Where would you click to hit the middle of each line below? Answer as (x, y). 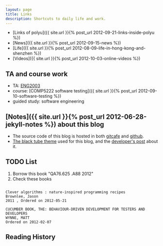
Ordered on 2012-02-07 (28, 222)
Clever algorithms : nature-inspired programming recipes (65, 192)
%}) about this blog (74, 124)
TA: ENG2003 (26, 86)
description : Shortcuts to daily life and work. (56, 19)
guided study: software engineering (48, 101)
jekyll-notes (24, 124)
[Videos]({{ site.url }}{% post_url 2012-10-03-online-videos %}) (76, 59)
